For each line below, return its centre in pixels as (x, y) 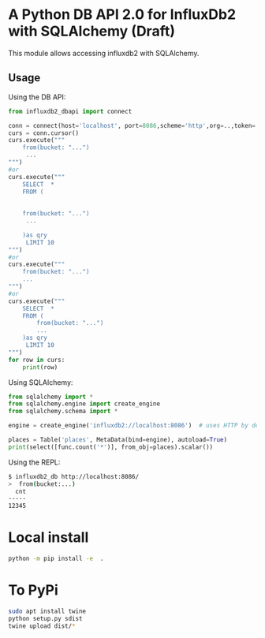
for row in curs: (37, 360)
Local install (49, 537)
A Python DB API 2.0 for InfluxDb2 (122, 15)
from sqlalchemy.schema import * (63, 412)
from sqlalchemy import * (50, 397)
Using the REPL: (34, 462)
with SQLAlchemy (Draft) (92, 31)
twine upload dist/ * (42, 626)
